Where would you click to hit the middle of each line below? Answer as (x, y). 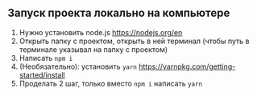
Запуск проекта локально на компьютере (119, 13)
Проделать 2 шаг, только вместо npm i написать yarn (111, 83)
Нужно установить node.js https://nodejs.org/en (101, 32)
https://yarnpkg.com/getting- (187, 66)
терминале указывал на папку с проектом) (93, 49)
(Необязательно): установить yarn (78, 66)
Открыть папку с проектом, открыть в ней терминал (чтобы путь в (134, 41)
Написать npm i (46, 58)
